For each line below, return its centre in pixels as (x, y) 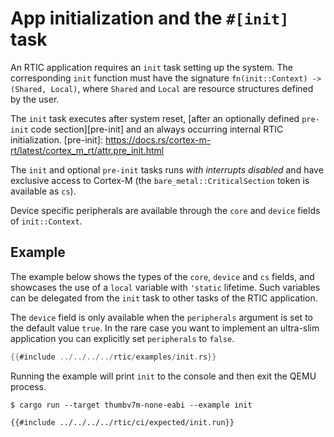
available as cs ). (43, 191)
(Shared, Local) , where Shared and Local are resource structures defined (162, 88)
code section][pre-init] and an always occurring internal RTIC (157, 129)
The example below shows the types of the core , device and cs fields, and (162, 276)
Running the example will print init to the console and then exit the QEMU (163, 376)
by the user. (35, 99)
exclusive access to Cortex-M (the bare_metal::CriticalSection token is (160, 180)
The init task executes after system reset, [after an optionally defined (155, 118)
